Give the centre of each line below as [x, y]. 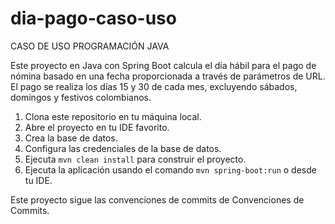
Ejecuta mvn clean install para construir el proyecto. [135, 159]
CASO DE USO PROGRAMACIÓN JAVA [90, 46]
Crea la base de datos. [71, 138]
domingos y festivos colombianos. [81, 97]
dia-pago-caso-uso [93, 18]
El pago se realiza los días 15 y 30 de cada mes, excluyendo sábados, [154, 86]
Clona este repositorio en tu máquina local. [113, 116]
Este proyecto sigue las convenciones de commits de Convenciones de [157, 199]
